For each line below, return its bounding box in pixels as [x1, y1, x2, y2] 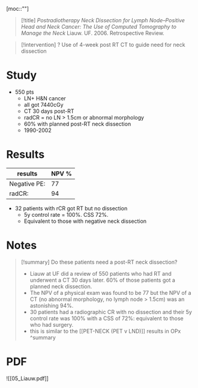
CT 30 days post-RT [23, 108, 74, 115]
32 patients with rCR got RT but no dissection [14, 204, 128, 212]
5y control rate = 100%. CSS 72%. [23, 211, 109, 218]
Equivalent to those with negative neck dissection [23, 217, 147, 225]
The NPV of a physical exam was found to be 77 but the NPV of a [29, 289, 191, 296]
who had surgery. [29, 321, 74, 328]
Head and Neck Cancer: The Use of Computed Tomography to [20, 23, 177, 30]
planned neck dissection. [29, 282, 92, 290]
